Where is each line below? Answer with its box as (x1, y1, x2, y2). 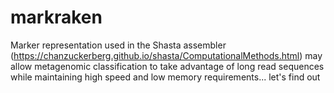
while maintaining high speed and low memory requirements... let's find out (10, 71, 321, 83)
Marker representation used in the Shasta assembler (10, 39, 227, 51)
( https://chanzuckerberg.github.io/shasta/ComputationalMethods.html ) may (10, 49, 323, 61)
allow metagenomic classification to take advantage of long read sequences (10, 60, 325, 72)
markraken (10, 6, 103, 29)
